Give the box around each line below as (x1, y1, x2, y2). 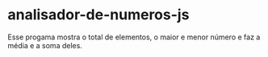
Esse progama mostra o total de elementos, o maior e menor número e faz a (7, 32, 261, 42)
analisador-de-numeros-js (7, 6, 190, 24)
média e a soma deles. (7, 40, 82, 50)
